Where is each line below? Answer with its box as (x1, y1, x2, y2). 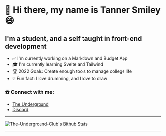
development (5, 42, 47, 51)
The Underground (12, 102, 49, 107)
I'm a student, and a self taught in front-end (5, 34, 142, 43)
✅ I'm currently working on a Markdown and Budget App (12, 55, 128, 61)
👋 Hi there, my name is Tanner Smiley (5, 4, 161, 16)
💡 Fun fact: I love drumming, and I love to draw (12, 76, 108, 81)
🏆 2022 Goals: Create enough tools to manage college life (12, 68, 132, 74)
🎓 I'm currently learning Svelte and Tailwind (12, 61, 104, 67)
